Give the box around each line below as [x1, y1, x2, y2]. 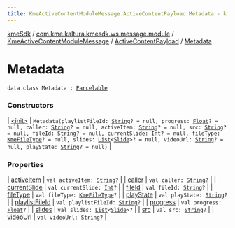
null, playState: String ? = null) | [7, 142, 112, 150]
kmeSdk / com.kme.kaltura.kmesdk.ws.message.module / [7, 29, 174, 38]
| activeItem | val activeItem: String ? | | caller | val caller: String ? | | [7, 176, 217, 184]
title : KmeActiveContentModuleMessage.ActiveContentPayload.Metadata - [7, 10, 220, 17]
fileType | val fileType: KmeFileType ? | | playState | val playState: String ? [7, 190, 228, 199]
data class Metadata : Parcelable [7, 85, 108, 92]
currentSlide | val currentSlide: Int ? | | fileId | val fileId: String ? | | [7, 183, 213, 192]
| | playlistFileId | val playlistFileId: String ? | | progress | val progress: [7, 198, 222, 206]
